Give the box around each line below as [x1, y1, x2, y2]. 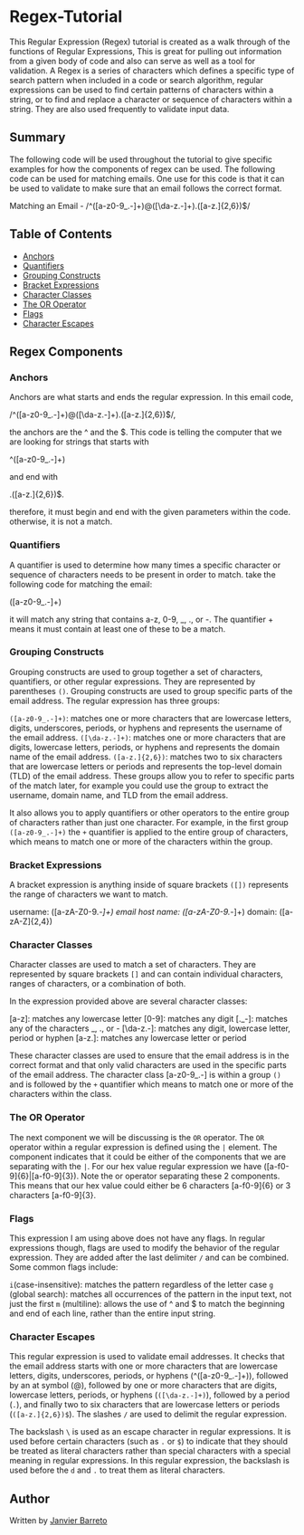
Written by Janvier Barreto [9, 1515, 108, 1526]
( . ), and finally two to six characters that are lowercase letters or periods [9, 1399, 280, 1410]
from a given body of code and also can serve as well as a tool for [9, 55, 256, 66]
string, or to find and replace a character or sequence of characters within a [9, 93, 292, 105]
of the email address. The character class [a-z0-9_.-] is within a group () [9, 1070, 282, 1081]
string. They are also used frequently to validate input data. [9, 103, 230, 114]
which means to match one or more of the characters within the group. [9, 835, 273, 847]
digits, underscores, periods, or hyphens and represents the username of [9, 722, 283, 733]
